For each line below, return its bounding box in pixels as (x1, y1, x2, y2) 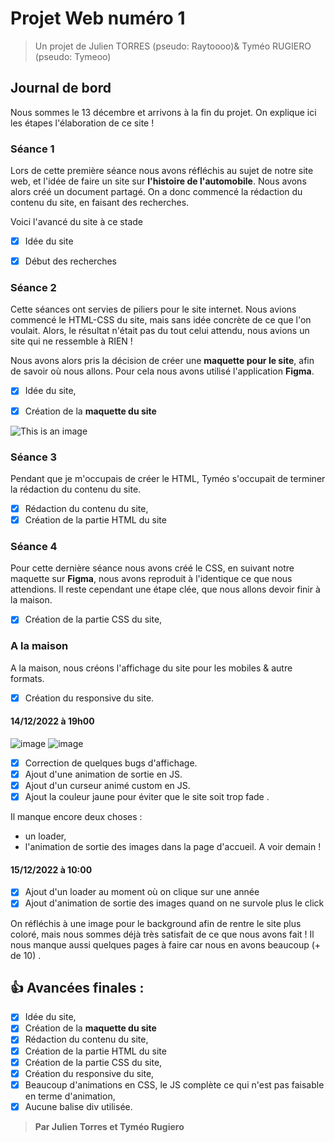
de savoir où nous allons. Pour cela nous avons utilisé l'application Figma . (10, 365, 315, 377)
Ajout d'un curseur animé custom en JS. (24, 780, 191, 792)
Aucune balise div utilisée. (24, 1100, 133, 1112)
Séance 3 (10, 450, 58, 464)
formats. (10, 672, 45, 684)
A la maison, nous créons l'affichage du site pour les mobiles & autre (10, 662, 293, 674)
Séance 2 (10, 281, 57, 295)
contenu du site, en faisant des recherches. (10, 197, 190, 209)
